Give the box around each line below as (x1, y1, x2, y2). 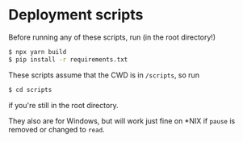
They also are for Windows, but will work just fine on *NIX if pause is (8, 115, 236, 126)
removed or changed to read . (8, 124, 105, 134)
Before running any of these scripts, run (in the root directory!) (8, 32, 216, 42)
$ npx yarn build (8, 48, 67, 56)
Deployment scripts (8, 6, 144, 24)
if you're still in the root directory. (8, 100, 119, 110)
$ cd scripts (8, 86, 52, 94)
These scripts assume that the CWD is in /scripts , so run (8, 70, 200, 80)
